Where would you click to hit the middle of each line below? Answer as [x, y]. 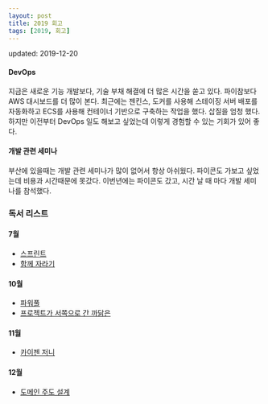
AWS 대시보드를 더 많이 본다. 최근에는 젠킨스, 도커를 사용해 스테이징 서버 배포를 [133, 101]
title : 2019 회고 [35, 23]
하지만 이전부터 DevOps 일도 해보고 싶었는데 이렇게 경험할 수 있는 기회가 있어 [130, 121]
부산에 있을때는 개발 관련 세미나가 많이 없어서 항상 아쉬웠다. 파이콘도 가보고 [126, 171]
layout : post [30, 16]
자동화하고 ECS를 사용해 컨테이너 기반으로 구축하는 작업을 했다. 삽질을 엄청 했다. [134, 111]
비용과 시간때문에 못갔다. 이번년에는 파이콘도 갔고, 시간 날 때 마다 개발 [132, 180]
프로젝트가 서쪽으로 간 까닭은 [65, 313]
